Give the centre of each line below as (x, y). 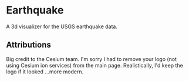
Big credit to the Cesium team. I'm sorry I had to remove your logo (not (92, 59)
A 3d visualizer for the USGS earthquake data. (62, 26)
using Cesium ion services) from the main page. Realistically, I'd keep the (95, 65)
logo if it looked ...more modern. (45, 72)
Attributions (29, 45)
